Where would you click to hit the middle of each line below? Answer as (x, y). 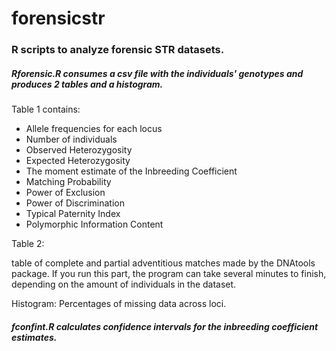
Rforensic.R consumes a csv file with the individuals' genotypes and (157, 73)
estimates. (34, 337)
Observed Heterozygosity (79, 150)
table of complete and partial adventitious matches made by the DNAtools (163, 263)
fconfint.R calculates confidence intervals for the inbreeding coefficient (165, 326)
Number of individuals (71, 139)
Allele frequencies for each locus (94, 129)
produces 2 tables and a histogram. (87, 84)
